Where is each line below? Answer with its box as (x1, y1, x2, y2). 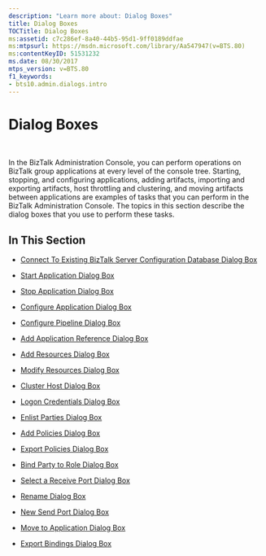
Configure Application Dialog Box (20, 302, 132, 312)
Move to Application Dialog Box (20, 523, 126, 533)
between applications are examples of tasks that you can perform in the (8, 192, 250, 202)
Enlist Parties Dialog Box (20, 413, 102, 422)
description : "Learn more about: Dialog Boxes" (8, 11, 173, 20)
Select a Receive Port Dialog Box (20, 475, 130, 485)
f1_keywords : (8, 72, 53, 81)
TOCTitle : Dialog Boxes (8, 27, 89, 35)
